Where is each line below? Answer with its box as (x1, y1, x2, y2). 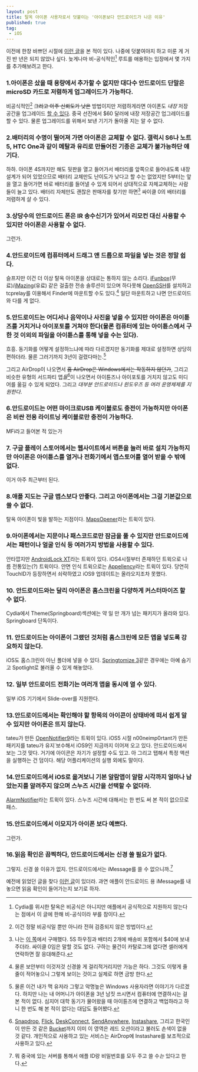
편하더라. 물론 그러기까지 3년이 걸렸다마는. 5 (6, 352, 107, 360)
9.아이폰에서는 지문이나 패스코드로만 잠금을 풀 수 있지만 (6, 532, 154, 540)
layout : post (6, 8, 38, 15)
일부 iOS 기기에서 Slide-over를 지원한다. (6, 695, 100, 702)
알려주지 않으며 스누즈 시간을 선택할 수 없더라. (29, 781, 151, 790)
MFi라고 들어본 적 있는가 (6, 428, 63, 435)
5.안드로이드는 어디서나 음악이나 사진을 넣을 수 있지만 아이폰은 (6, 313, 172, 321)
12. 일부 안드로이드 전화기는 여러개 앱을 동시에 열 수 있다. (6, 680, 157, 689)
